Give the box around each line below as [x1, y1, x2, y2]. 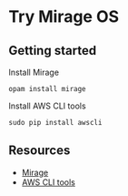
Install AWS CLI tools [8, 100, 87, 111]
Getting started [8, 43, 97, 58]
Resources [8, 143, 71, 159]
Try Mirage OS [8, 6, 120, 27]
